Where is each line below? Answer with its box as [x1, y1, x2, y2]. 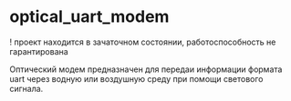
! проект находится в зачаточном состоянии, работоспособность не [9, 36, 276, 47]
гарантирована [9, 45, 68, 56]
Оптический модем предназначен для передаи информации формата [9, 64, 283, 75]
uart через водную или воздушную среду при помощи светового [9, 73, 264, 84]
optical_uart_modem [9, 6, 170, 27]
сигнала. [9, 83, 44, 94]
